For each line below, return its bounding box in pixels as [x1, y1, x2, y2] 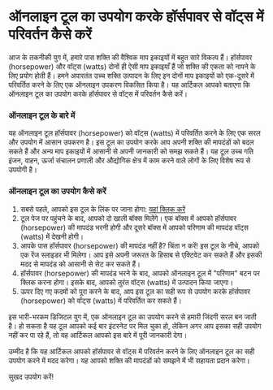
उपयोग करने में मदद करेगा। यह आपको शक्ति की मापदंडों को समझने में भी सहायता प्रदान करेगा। [8, 355, 250, 365]
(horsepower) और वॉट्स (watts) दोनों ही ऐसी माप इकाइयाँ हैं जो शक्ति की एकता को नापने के [8, 61, 256, 71]
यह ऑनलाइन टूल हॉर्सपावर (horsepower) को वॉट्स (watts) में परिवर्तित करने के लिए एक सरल [8, 128, 262, 138]
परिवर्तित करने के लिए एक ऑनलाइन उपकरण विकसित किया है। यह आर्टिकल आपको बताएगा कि [8, 80, 250, 89]
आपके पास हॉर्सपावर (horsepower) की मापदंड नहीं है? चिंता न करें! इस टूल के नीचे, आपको [19, 240, 260, 250]
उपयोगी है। [8, 165, 38, 175]
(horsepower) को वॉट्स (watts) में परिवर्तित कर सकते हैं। [19, 296, 182, 305]
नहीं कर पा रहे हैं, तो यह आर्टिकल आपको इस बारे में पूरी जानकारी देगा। [8, 330, 188, 340]
